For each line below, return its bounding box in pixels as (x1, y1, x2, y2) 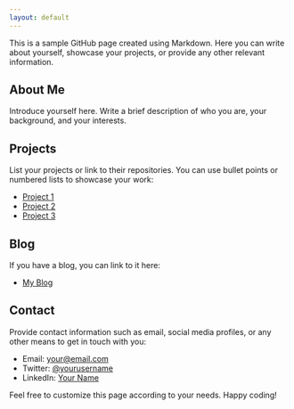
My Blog (21, 277, 53, 288)
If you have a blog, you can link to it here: (9, 260, 160, 271)
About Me (9, 82, 65, 98)
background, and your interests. (9, 115, 127, 126)
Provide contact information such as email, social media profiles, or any (9, 326, 272, 337)
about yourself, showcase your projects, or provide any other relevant (9, 46, 265, 58)
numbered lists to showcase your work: (9, 175, 154, 185)
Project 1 (21, 192, 54, 202)
